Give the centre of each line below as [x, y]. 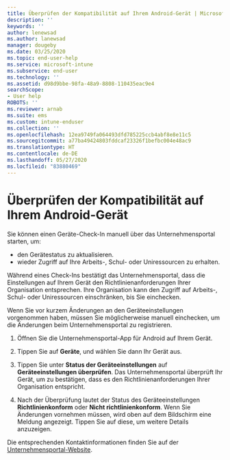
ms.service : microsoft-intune [50, 64]
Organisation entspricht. [51, 386]
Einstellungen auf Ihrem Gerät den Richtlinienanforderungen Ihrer [99, 282]
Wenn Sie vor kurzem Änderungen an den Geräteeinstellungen [95, 310]
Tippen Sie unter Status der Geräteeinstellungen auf [92, 365]
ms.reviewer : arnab [35, 109]
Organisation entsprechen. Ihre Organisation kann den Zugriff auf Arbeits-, [112, 289]
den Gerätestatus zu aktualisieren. [65, 254]
